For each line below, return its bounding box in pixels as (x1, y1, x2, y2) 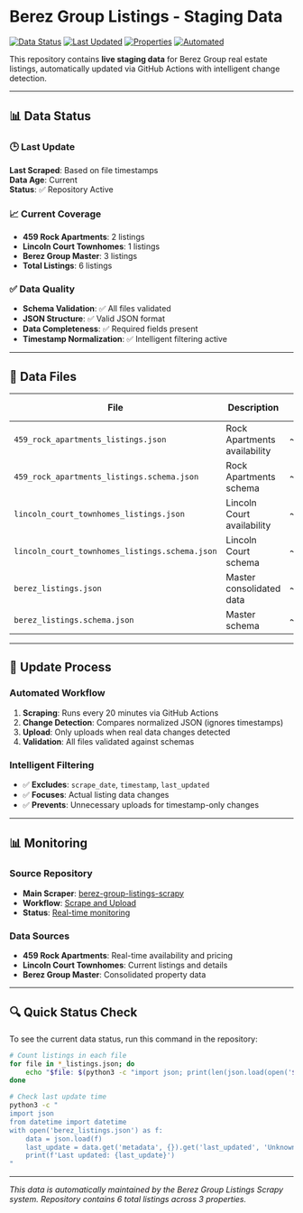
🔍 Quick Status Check (9, 1005, 138, 1021)
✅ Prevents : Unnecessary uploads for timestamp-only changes (22, 800, 260, 810)
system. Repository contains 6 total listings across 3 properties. (9, 1194, 247, 1205)
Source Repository (9, 867, 93, 880)
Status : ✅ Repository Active (9, 183, 115, 195)
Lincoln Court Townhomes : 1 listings (22, 241, 161, 252)
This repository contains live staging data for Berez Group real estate (9, 53, 268, 64)
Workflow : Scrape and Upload (22, 897, 137, 908)
